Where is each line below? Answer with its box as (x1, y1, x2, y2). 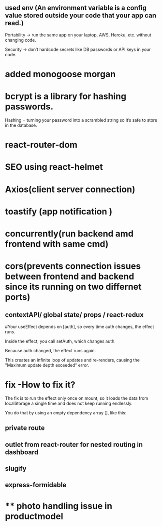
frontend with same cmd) (5, 238, 109, 249)
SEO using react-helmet (5, 162, 103, 173)
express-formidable (5, 481, 67, 489)
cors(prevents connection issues (5, 261, 141, 272)
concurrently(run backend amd (5, 228, 134, 239)
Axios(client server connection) (5, 184, 135, 195)
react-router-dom (5, 139, 78, 150)
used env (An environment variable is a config (5, 4, 147, 12)
